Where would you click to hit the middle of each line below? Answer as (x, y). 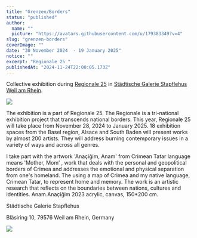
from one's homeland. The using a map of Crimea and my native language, (98, 175)
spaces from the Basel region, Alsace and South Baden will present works (97, 132)
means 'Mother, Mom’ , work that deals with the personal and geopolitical (96, 163)
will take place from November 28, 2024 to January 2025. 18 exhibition (93, 126)
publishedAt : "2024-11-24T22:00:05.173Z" (59, 67)
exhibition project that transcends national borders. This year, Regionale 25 (98, 119)
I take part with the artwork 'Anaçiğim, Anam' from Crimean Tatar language (98, 156)
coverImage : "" (25, 45)
